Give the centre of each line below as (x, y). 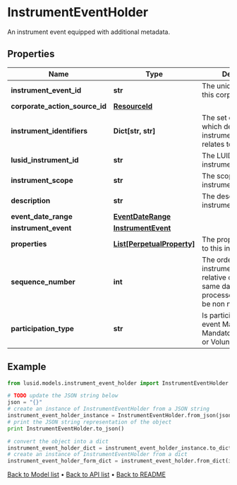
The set (214, 117)
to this (212, 248)
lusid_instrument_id (45, 160)
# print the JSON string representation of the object (90, 422)
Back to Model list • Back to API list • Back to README (86, 474)
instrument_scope (42, 180)
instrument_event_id (46, 90)
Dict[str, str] (134, 131)
